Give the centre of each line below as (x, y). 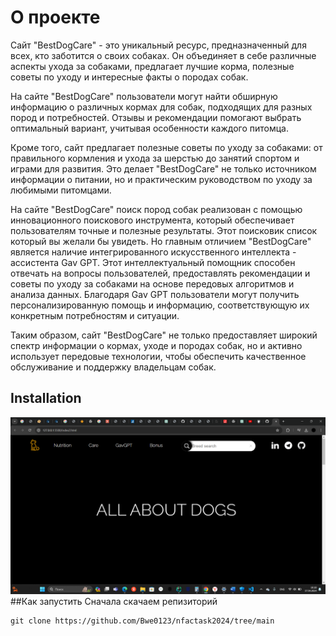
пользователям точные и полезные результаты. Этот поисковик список (164, 230)
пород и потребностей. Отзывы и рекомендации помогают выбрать (156, 117)
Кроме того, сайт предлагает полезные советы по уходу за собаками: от (166, 147)
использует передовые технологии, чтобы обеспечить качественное (158, 356)
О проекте (55, 17)
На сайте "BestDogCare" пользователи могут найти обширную (144, 96)
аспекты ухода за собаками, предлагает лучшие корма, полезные (152, 66)
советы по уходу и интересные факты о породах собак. (129, 77)
